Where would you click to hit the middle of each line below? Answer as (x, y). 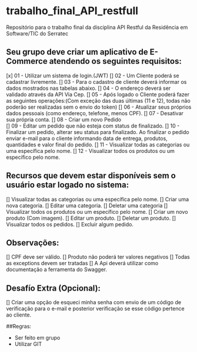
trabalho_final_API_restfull (72, 11)
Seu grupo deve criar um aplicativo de (77, 52)
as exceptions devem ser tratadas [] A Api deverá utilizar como (82, 263)
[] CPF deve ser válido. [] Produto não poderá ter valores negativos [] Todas (98, 257)
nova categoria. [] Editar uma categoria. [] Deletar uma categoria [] (87, 206)
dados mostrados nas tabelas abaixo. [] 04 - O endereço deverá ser (89, 88)
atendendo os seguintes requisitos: (116, 61)
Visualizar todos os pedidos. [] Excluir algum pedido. (70, 224)
